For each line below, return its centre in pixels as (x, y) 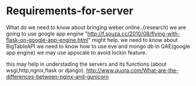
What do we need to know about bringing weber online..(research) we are (96, 27)
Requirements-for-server (70, 11)
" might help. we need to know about (133, 40)
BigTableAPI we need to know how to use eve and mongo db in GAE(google (98, 46)
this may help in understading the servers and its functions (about (86, 64)
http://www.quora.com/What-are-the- (132, 70)
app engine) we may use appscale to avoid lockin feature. (76, 52)
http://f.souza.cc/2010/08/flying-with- (134, 33)
